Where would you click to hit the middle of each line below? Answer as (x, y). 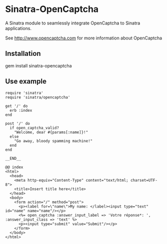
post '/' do (17, 123)
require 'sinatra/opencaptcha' (38, 97)
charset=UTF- (144, 180)
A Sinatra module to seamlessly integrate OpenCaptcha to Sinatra (73, 23)
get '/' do (16, 106)
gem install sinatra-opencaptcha (38, 65)
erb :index (21, 110)
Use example (26, 82)
